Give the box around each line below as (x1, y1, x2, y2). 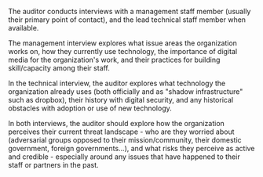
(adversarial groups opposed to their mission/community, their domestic (8, 135, 242, 144)
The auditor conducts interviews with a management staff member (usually (8, 7, 251, 16)
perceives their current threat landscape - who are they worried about (8, 127, 235, 136)
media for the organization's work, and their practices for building (8, 55, 221, 64)
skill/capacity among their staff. (8, 63, 110, 73)
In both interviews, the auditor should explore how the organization (8, 119, 225, 128)
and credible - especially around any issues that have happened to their (8, 152, 241, 161)
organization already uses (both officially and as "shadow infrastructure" (8, 87, 243, 96)
